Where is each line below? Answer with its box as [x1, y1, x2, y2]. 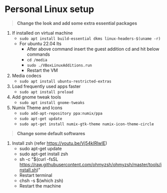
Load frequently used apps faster [11, 83, 81, 89]
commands [26, 51, 50, 57]
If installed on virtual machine [11, 30, 73, 36]
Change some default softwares [16, 130, 85, 136]
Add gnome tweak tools [11, 94, 61, 100]
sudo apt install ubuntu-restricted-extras [19, 79, 112, 84]
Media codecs [11, 72, 41, 78]
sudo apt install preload [19, 89, 73, 94]
